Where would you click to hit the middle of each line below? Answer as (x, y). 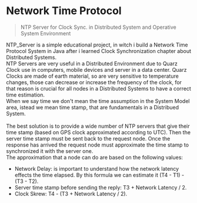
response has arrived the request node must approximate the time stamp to (98, 145)
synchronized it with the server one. (50, 151)
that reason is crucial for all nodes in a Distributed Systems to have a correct (98, 88)
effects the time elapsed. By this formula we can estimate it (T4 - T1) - (99, 175)
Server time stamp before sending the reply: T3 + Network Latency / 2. (101, 187)
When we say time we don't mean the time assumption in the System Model (98, 101)
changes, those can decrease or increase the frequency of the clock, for (94, 82)
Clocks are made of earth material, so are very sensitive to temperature (93, 76)
